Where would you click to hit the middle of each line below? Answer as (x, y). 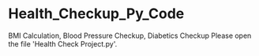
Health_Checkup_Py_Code (96, 14)
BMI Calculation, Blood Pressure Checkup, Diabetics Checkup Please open (130, 35)
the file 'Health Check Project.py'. (63, 43)
